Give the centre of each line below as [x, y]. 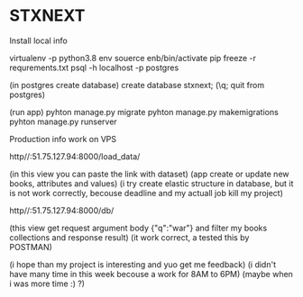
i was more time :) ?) [47, 283]
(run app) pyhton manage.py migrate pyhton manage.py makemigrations [144, 112]
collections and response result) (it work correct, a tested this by [129, 237]
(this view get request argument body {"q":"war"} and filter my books [138, 228]
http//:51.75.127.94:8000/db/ [62, 210]
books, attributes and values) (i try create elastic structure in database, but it [151, 183]
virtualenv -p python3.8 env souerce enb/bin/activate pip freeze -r [133, 58]
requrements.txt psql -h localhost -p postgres [94, 67]
